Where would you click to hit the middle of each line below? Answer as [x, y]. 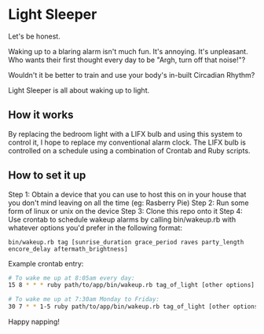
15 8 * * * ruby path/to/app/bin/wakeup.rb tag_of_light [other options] [132, 285]
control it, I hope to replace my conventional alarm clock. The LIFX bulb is [127, 142]
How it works [41, 115]
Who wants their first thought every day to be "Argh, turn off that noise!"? [127, 60]
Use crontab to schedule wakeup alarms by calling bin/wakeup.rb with [122, 219]
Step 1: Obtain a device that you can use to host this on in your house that [127, 194]
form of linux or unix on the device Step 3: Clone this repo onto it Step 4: [126, 211]
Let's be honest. [34, 36]
